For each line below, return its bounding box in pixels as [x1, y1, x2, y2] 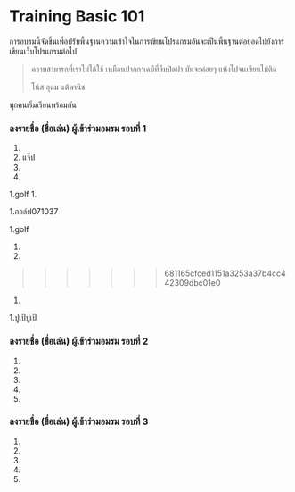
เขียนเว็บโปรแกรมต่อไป [9, 46, 78, 56]
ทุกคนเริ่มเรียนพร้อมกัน [9, 99, 78, 110]
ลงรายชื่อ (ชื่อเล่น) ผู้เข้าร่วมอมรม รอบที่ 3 [9, 415, 149, 428]
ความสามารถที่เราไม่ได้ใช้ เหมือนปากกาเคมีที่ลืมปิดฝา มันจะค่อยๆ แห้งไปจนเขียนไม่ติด [30, 63, 277, 74]
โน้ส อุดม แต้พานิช [30, 81, 86, 92]
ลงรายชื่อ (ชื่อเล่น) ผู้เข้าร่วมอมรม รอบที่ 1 [9, 122, 147, 135]
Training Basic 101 [9, 6, 145, 27]
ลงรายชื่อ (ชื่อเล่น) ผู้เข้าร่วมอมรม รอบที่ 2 [9, 335, 149, 347]
